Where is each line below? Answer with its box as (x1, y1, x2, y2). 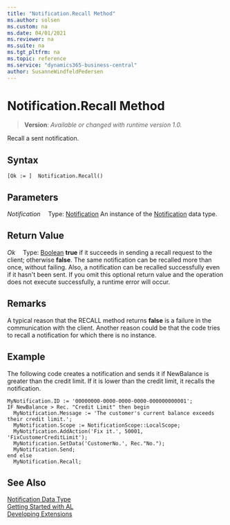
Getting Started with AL (7, 503, 74, 511)
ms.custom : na (7, 23, 48, 30)
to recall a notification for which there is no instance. (7, 330, 157, 339)
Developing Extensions (7, 510, 73, 518)
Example (7, 351, 46, 363)
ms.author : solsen (7, 17, 60, 24)
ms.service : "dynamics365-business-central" (7, 62, 137, 69)
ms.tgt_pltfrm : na (7, 49, 60, 56)
